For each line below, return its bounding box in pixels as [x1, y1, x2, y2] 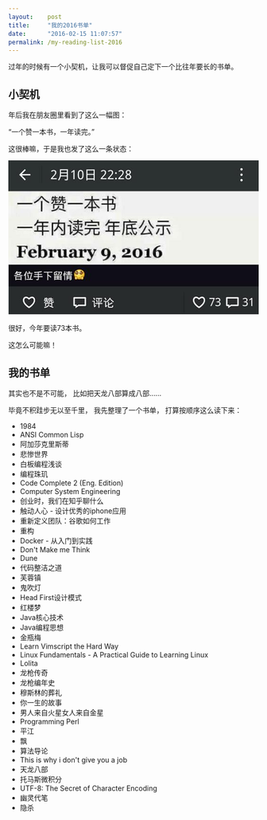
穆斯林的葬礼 [19, 688, 62, 697]
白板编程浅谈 [19, 459, 62, 469]
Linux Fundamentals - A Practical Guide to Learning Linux [19, 650, 209, 660]
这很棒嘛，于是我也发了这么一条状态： [8, 144, 133, 154]
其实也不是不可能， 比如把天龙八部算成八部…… [8, 389, 162, 398]
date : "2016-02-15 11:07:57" [8, 29, 123, 37]
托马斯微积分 [19, 775, 62, 784]
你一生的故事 [19, 698, 62, 708]
